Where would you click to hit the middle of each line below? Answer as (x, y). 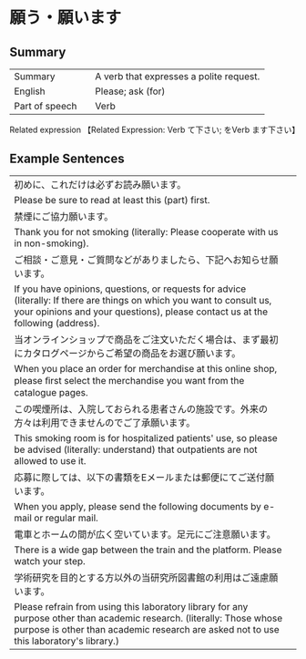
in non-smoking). (51, 243)
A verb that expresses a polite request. (178, 76)
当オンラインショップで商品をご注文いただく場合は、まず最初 (147, 340)
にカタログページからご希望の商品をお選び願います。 (127, 354)
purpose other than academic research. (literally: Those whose (148, 618)
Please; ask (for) (130, 91)
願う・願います (66, 18)
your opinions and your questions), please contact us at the (141, 312)
